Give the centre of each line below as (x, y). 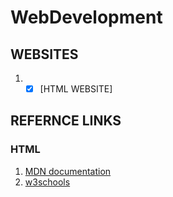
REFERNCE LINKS (66, 121)
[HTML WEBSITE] (76, 89)
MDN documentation (68, 171)
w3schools (47, 182)
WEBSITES (44, 54)
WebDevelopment (86, 17)
